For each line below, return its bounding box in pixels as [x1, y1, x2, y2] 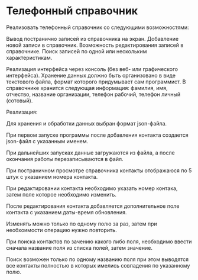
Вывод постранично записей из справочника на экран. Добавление [6, 35, 179, 42]
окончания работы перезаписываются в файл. [6, 155, 124, 162]
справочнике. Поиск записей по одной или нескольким [6, 47, 147, 54]
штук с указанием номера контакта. [6, 173, 98, 180]
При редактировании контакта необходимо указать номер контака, [6, 185, 178, 192]
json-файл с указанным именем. [6, 137, 89, 144]
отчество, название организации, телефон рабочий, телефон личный [6, 91, 181, 98]
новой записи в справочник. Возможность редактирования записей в [6, 41, 184, 49]
